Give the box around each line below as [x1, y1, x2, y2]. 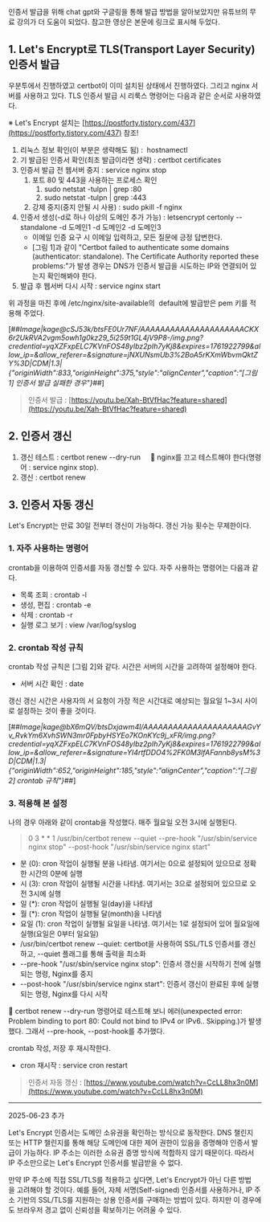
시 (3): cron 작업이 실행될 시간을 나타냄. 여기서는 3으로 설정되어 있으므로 [19, 879, 248, 889]
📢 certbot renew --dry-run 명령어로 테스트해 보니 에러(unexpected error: [8, 1007, 243, 1016]
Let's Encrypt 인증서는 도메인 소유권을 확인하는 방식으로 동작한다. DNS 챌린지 [8, 1128, 254, 1138]
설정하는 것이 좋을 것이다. [16, 706, 96, 716]
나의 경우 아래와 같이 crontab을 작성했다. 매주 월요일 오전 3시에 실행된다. [8, 818, 237, 828]
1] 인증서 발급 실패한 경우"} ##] [8, 378, 104, 387]
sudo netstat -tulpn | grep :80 [43, 184, 142, 194]
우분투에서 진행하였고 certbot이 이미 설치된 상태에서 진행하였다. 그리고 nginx [8, 80, 251, 90]
